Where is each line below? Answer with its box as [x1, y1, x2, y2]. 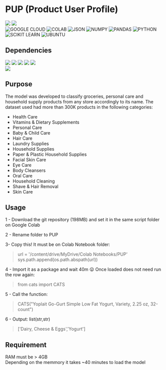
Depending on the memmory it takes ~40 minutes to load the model [5, 359, 146, 365]
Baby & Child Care [12, 130, 50, 136]
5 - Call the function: [5, 291, 48, 297]
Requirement [5, 340, 47, 349]
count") [17, 306, 34, 313]
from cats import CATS [17, 281, 65, 288]
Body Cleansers [12, 167, 46, 173]
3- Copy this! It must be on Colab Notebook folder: [5, 241, 111, 248]
